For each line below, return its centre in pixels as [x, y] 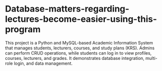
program [23, 29]
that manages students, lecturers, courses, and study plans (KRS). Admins [80, 48]
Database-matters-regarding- [67, 9]
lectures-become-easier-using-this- [81, 19]
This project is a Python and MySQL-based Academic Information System [79, 43]
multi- [152, 58]
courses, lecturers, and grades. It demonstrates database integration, [75, 58]
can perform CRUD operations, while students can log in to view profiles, [78, 53]
